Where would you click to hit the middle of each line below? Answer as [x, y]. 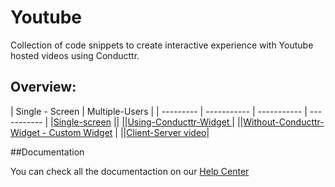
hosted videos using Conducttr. [75, 55]
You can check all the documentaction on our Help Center [130, 171]
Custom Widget [80, 132]
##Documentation [47, 152]
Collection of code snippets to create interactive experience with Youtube [162, 45]
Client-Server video [166, 132]
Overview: [43, 87]
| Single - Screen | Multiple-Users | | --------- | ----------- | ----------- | [159, 111]
